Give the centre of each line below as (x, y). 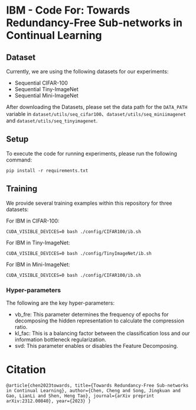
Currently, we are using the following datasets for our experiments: (87, 71)
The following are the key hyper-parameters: (61, 303)
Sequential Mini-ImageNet (46, 96)
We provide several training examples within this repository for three (89, 203)
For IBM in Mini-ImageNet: (38, 264)
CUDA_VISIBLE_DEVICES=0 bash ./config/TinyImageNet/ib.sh (79, 253)
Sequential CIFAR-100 (41, 83)
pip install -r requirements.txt (47, 170)
